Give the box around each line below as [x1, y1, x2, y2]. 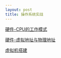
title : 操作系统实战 [5, 12, 43, 17]
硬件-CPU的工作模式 [5, 26, 47, 32]
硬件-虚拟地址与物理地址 [5, 37, 56, 43]
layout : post [5, 7, 32, 12]
